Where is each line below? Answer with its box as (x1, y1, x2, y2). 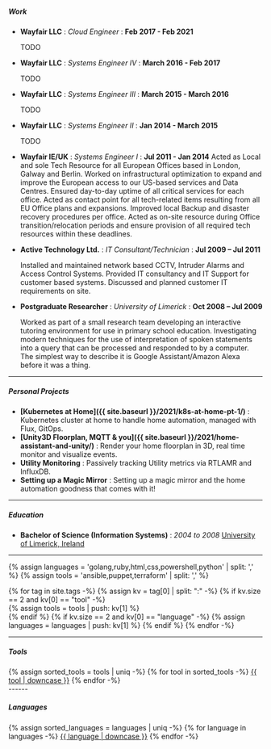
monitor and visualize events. (19, 449, 118, 459)
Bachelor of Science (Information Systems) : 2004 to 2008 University (19, 529, 256, 540)
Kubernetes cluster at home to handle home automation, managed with (19, 415, 256, 425)
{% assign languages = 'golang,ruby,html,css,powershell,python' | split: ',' (8, 562, 254, 571)
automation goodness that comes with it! (19, 483, 156, 493)
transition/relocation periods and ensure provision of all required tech (19, 220, 252, 230)
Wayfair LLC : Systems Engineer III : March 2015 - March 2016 (19, 89, 229, 98)
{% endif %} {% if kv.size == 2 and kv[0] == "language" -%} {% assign (8, 612, 246, 621)
